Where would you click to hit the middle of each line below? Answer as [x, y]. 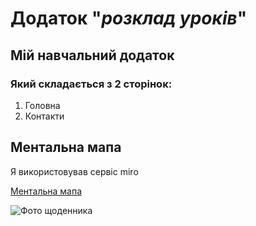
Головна [42, 105]
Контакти [44, 116]
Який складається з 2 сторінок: [91, 84]
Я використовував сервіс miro [74, 171]
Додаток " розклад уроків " [129, 18]
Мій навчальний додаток [92, 55]
